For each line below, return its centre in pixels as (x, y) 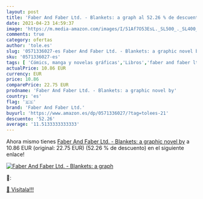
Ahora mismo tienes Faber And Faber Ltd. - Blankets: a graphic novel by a (98, 142)
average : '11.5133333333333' (43, 125)
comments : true (25, 34)
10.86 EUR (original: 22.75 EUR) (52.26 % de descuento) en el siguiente (95, 148)
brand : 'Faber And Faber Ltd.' (46, 107)
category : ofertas (29, 40)
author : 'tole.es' (29, 46)
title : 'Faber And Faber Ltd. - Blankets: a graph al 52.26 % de (90, 18)
